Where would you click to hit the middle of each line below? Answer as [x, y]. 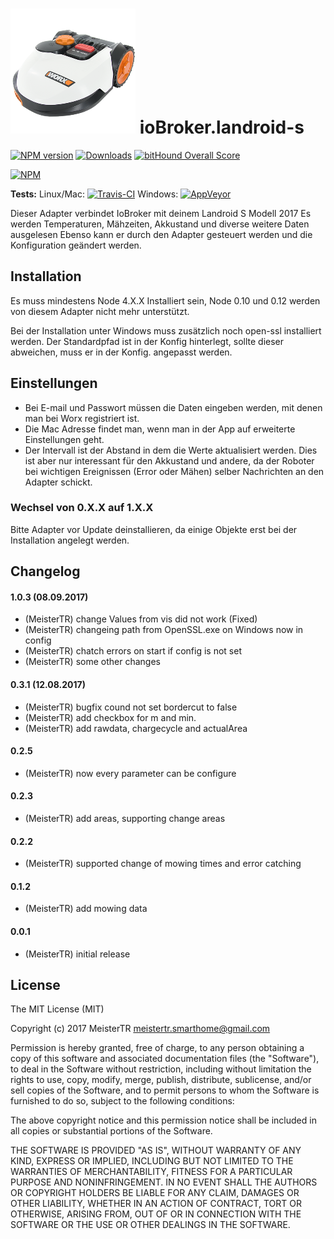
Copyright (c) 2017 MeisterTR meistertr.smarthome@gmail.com [140, 1029]
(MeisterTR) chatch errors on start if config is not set [133, 651]
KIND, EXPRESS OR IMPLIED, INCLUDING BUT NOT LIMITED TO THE [152, 1161]
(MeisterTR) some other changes [92, 662]
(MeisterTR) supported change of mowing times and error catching [163, 864]
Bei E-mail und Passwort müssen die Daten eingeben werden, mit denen [173, 407]
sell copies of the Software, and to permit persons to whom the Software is [165, 1090]
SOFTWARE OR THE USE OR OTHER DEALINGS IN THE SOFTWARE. [150, 1225]
